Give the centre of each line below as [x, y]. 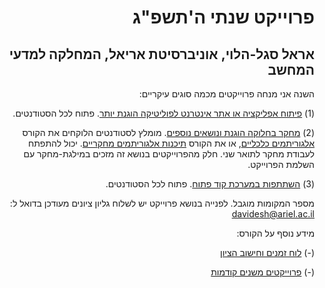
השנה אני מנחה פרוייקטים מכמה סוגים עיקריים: [226, 94]
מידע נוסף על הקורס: [275, 233]
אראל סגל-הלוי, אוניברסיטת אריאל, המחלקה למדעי [161, 54]
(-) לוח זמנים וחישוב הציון [267, 252]
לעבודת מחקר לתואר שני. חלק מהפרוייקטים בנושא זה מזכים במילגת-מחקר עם [169, 154]
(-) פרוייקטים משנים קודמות [262, 272]
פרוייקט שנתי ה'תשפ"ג [223, 17]
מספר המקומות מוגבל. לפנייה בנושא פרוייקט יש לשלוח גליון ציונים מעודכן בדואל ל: [162, 203]
